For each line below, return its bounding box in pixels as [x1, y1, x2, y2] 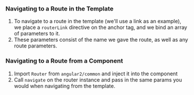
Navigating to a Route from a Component [5, 57, 124, 65]
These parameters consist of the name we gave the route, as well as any [13, 36, 189, 43]
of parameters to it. [13, 30, 61, 37]
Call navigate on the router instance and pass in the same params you [13, 76, 182, 83]
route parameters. [13, 42, 58, 49]
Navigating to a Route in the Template [5, 5, 114, 13]
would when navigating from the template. [13, 82, 116, 89]
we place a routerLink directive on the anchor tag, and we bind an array [13, 24, 188, 31]
